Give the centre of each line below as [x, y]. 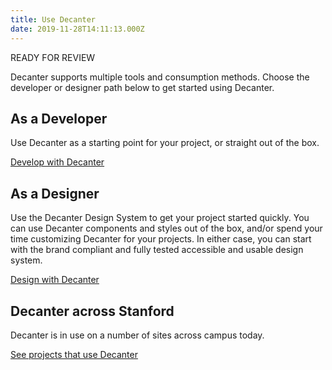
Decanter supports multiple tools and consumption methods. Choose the [160, 77]
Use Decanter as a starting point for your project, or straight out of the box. [165, 143]
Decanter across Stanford [92, 311]
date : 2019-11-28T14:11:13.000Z [77, 29]
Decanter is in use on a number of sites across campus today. [137, 335]
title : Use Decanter [53, 19]
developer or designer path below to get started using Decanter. [142, 87]
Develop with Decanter [57, 162]
